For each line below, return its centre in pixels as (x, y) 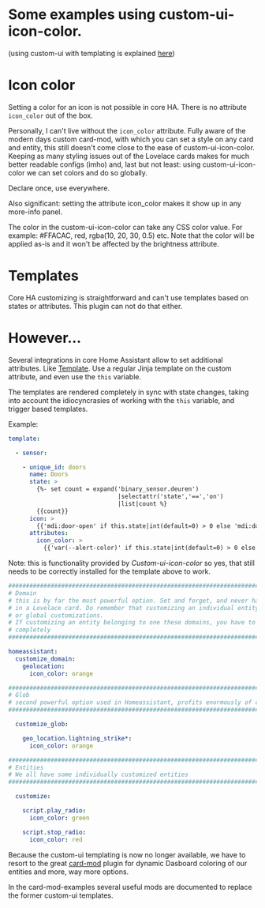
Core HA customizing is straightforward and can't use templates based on (128, 297)
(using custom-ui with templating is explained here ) (91, 53)
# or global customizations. (56, 615)
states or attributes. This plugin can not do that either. (95, 306)
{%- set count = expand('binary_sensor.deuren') (118, 489)
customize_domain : (46, 659)
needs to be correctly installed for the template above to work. (110, 571)
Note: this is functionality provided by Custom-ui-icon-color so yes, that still (131, 563)
